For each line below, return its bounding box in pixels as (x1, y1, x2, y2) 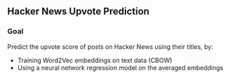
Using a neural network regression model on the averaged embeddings (17, 63, 224, 72)
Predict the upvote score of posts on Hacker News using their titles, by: (7, 42, 214, 51)
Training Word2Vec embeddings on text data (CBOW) (17, 56, 172, 64)
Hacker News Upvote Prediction (7, 6, 149, 17)
